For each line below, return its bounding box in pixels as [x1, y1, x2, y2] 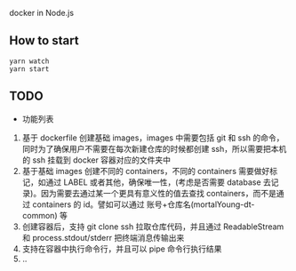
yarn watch [9, 57, 50, 66]
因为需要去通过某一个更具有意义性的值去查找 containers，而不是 [40, 187, 277, 198]
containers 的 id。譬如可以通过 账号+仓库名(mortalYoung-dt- [32, 199, 255, 210]
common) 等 [21, 210, 68, 220]
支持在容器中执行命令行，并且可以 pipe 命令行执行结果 [21, 243, 222, 254]
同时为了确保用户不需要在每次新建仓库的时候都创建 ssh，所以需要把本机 [21, 143, 287, 154]
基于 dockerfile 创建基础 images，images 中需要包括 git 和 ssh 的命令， [21, 132, 284, 143]
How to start [9, 33, 79, 48]
